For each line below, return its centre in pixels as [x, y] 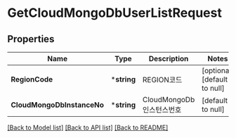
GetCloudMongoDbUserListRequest [115, 13]
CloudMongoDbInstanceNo [57, 105]
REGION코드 [163, 80]
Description [169, 59]
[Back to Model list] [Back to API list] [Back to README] [88, 127]
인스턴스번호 [162, 109]
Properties [31, 39]
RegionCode [32, 79]
